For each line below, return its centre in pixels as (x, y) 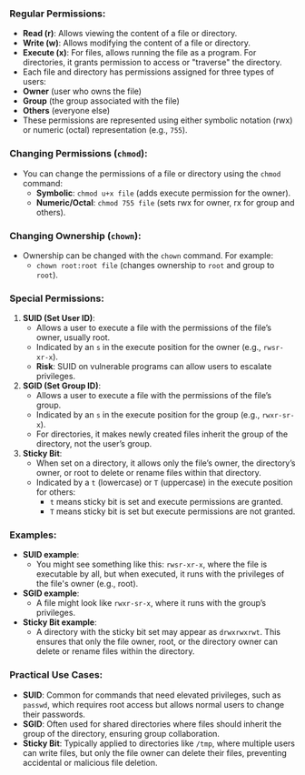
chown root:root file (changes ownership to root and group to (155, 265)
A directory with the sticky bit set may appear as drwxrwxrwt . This (158, 632)
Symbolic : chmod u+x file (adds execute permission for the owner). (163, 193)
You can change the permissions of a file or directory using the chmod (152, 173)
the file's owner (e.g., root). (87, 584)
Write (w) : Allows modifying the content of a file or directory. (137, 43)
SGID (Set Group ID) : (62, 386)
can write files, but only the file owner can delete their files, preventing (155, 752)
